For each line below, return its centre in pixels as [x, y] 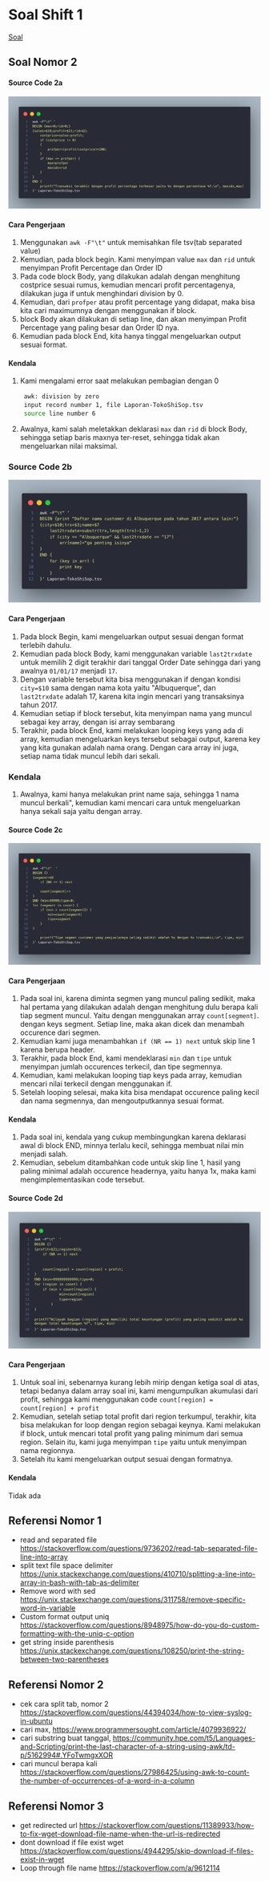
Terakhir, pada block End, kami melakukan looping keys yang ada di [132, 730]
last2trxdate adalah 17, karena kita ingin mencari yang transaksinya [132, 696]
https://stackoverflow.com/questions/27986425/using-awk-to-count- [134, 1773]
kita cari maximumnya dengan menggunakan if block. [108, 311]
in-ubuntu [36, 1721]
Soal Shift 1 [46, 15]
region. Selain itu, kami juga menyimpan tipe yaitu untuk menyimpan [133, 1442]
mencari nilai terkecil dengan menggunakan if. [96, 1084]
